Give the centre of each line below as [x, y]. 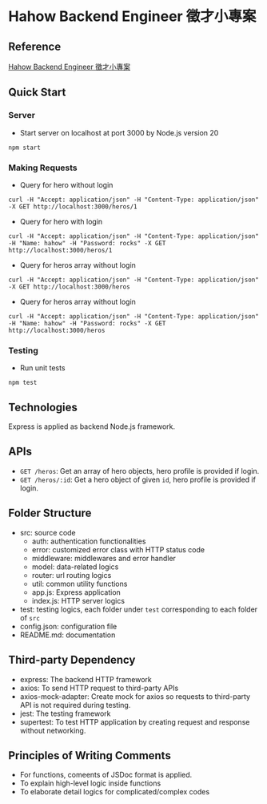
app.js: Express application [76, 592]
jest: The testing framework [65, 713]
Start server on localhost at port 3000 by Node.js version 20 [119, 132]
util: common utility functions [80, 584]
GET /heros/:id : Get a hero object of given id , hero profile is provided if [137, 479]
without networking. [53, 730]
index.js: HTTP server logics [78, 600]
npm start [25, 147]
